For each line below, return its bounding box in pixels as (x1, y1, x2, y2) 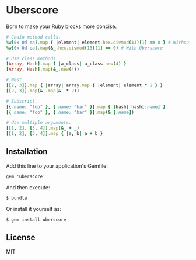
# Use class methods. (6, 56, 59, 61)
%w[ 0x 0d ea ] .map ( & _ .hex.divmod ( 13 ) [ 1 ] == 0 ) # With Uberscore (6, 45, 163, 51)
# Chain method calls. (6, 34, 61, 40)
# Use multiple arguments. (6, 120, 72, 126)
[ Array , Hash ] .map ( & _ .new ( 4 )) (6, 67, 80, 72)
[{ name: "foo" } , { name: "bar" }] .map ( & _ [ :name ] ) (6, 109, 134, 115)
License (6, 233, 36, 242)
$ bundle (6, 195, 27, 201)
